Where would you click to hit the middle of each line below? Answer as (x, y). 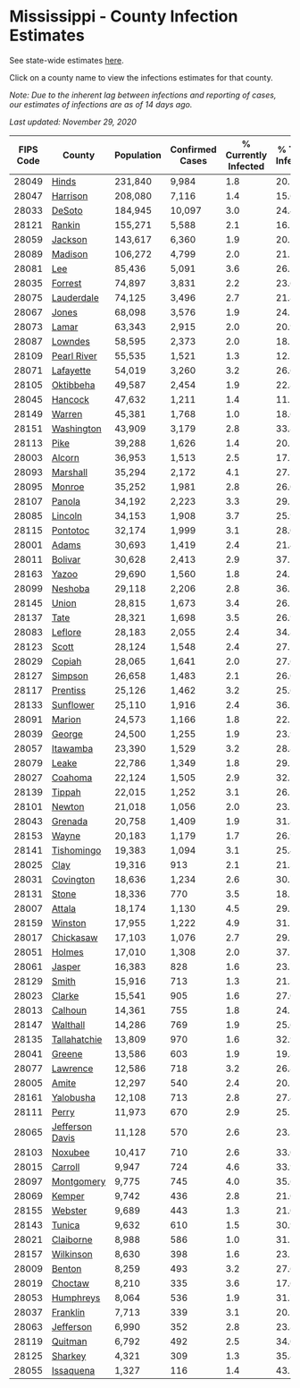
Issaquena (73, 1370)
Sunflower (73, 704)
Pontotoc (71, 530)
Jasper (66, 966)
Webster (69, 1210)
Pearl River (75, 355)
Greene (67, 1053)
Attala (63, 908)
